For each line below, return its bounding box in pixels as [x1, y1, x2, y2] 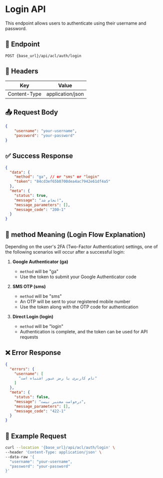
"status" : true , [14, 193, 48, 198]
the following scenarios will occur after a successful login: [5, 249, 125, 255]
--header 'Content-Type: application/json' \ [5, 449, 101, 455]
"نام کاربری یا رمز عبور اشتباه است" [18, 376, 97, 381]
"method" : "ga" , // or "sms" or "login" [14, 174, 99, 179]
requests [19, 334, 38, 340]
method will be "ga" [19, 269, 59, 274]
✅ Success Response [5, 152, 73, 160]
